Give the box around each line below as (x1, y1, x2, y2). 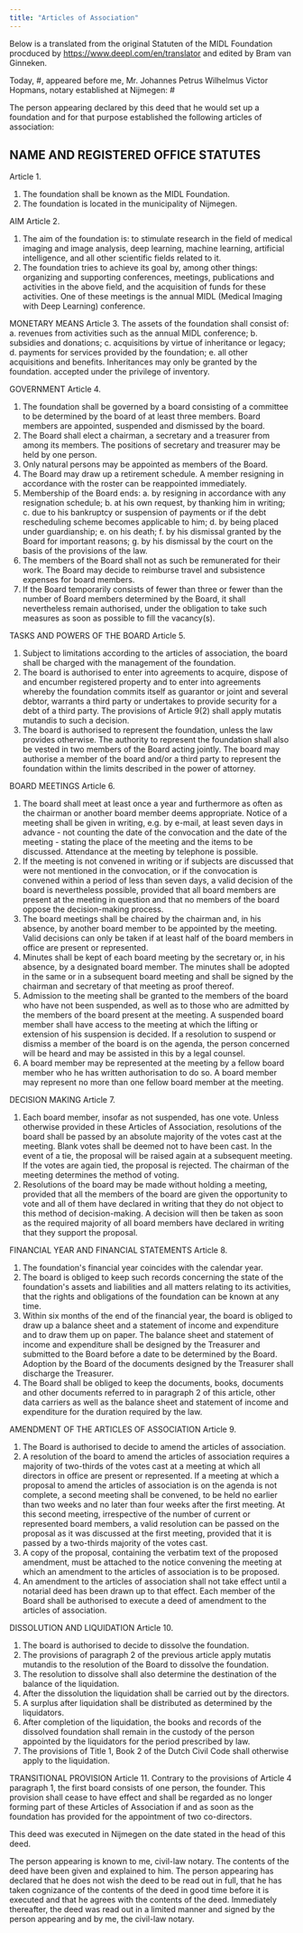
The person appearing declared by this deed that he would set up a (9, 101, 260, 113)
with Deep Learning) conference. (22, 300, 146, 312)
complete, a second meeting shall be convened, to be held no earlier (22, 1490, 278, 1501)
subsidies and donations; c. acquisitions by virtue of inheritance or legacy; (9, 337, 286, 348)
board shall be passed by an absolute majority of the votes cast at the (22, 1132, 282, 1142)
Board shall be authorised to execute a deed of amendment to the (22, 1596, 267, 1606)
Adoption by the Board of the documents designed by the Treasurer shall (22, 1359, 294, 1369)
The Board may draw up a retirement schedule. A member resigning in (22, 469, 284, 479)
